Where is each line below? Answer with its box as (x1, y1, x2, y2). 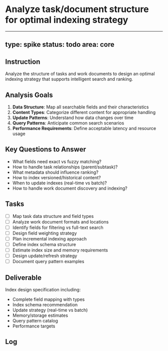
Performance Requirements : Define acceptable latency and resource (12, 125, 156, 131)
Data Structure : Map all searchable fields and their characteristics (12, 104, 149, 110)
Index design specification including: (5, 286, 81, 292)
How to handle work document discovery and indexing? (12, 185, 127, 191)
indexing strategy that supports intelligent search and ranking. (5, 76, 133, 82)
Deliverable (5, 273, 41, 282)
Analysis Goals (5, 90, 53, 99)
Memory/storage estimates (12, 312, 68, 318)
